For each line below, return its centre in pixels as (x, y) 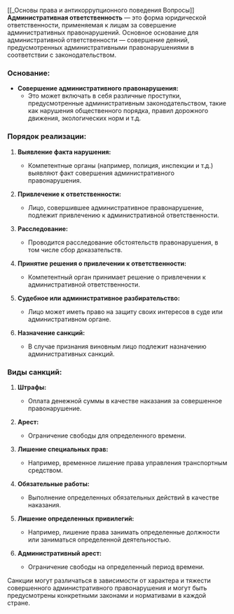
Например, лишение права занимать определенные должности (124, 532)
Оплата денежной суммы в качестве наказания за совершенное (125, 400)
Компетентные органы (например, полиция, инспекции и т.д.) (121, 165)
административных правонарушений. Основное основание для (103, 32)
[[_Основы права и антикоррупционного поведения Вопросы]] (101, 10)
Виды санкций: (35, 372)
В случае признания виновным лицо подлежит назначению (117, 346)
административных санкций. (71, 353)
